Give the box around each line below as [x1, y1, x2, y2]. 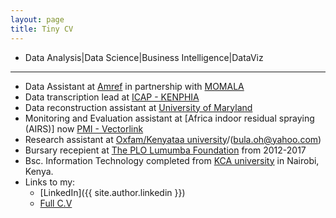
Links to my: [24, 176, 76, 188]
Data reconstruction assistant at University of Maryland [24, 101, 253, 113]
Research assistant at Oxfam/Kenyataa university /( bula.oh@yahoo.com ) [24, 133, 322, 145]
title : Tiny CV [10, 24, 74, 34]
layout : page [10, 14, 65, 25]
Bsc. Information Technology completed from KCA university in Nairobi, [24, 154, 320, 166]
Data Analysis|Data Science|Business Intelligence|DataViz [24, 51, 264, 63]
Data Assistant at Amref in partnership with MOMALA [24, 80, 245, 92]
